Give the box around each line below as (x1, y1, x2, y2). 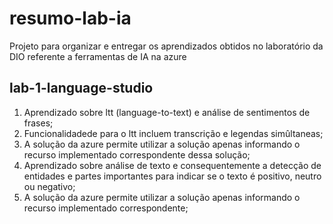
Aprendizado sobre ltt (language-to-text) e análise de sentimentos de (23, 106, 311, 118)
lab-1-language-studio (9, 80, 154, 97)
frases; (23, 117, 54, 129)
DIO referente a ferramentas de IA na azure (9, 50, 187, 62)
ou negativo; (23, 180, 76, 192)
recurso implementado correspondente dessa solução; (23, 148, 251, 161)
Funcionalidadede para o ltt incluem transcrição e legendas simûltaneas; (23, 127, 324, 139)
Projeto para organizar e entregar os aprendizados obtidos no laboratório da (9, 40, 324, 52)
